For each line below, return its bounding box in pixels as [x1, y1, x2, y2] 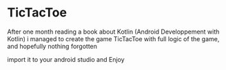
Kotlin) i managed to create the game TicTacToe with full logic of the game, [7, 34, 220, 43]
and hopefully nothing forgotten [7, 42, 98, 50]
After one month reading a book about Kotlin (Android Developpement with [7, 27, 220, 36]
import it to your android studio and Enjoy [7, 55, 125, 63]
